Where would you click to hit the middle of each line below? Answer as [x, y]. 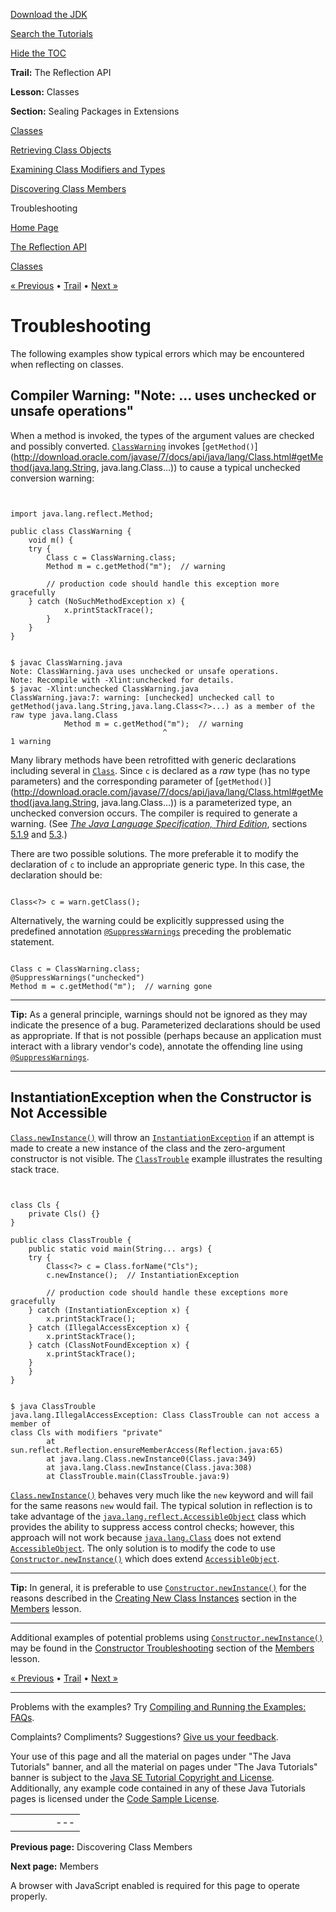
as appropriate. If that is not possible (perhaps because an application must [166, 1035]
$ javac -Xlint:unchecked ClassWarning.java [104, 689]
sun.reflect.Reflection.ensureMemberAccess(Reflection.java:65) [147, 1450]
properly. [29, 1896]
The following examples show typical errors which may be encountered [157, 353]
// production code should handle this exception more [163, 584]
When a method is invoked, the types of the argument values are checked [162, 435]
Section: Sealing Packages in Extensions [95, 111]
